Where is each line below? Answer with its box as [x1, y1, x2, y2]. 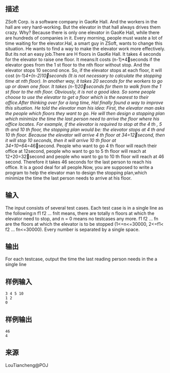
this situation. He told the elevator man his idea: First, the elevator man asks [5, 105, 165, 111]
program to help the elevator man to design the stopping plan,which [5, 169, 147, 176]
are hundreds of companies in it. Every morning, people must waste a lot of [5, 35, 163, 41]
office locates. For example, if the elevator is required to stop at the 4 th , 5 [5, 121, 162, 127]
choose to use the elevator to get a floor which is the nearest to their [5, 94, 149, 100]
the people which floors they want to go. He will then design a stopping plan [5, 110, 165, 116]
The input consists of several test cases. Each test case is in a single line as [5, 205, 163, 211]
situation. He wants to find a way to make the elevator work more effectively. [5, 45, 165, 52]
